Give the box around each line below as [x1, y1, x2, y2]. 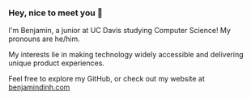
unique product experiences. [8, 58, 105, 68]
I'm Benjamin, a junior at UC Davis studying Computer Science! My [8, 26, 231, 35]
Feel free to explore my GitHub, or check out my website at [8, 74, 205, 84]
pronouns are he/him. [8, 34, 80, 44]
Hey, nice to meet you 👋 [8, 7, 103, 19]
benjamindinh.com [8, 82, 70, 92]
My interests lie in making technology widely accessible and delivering [8, 50, 245, 60]
